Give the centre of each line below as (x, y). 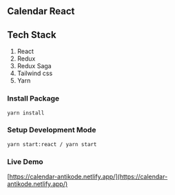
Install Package (33, 99)
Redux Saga (34, 66)
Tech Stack (32, 35)
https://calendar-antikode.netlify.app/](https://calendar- (89, 177)
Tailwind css (35, 73)
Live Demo (25, 161)
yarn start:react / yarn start (52, 144)
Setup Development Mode (52, 130)
